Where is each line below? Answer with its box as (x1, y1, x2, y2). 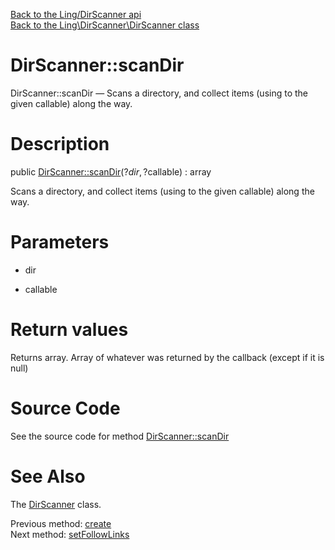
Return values (10, 319, 129, 341)
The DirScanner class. (10, 498, 102, 510)
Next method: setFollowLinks (10, 528, 130, 540)
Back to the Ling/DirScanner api (10, 9, 142, 20)
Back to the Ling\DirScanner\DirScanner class (10, 19, 200, 31)
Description (10, 133, 110, 156)
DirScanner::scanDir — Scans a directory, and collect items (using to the (10, 87, 309, 99)
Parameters (10, 231, 110, 254)
